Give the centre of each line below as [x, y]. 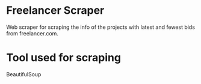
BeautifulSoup [24, 74]
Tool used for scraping [64, 58]
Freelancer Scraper [55, 10]
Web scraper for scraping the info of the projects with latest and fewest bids [101, 27]
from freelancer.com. [32, 33]
